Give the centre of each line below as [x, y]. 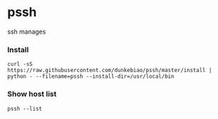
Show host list [32, 94]
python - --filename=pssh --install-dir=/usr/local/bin [91, 77]
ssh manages [27, 31]
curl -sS [20, 64]
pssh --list [25, 108]
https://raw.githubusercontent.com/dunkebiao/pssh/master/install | [110, 71]
